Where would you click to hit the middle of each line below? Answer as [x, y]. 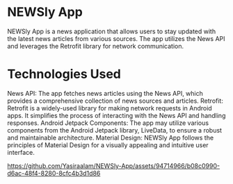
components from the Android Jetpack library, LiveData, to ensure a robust [115, 130]
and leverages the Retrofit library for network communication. [96, 46]
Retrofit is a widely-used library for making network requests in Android [110, 108]
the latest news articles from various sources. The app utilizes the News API [116, 38]
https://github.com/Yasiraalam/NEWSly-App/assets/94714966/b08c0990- [114, 166]
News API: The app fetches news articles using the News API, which [105, 93]
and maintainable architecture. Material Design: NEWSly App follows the [111, 137]
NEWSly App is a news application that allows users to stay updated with [112, 31]
